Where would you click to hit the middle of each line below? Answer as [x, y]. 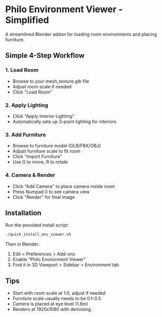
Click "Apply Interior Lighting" [44, 116]
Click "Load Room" [32, 92]
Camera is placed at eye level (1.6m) [50, 304]
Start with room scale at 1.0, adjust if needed [59, 293]
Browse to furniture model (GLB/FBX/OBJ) [57, 146]
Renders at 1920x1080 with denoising [52, 309]
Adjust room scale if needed [42, 86]
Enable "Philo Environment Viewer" [49, 260]
